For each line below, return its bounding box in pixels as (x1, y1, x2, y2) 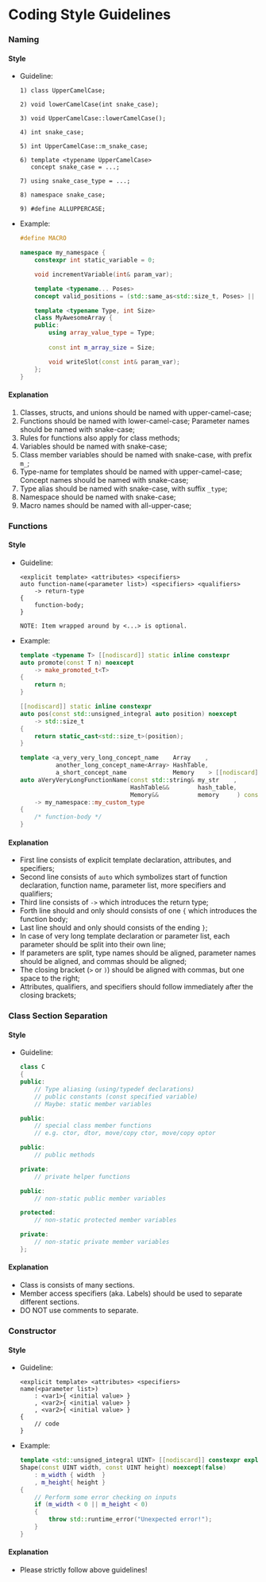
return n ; (34, 681, 67, 689)
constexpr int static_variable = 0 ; (34, 256, 156, 264)
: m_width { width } (34, 1471, 106, 1479)
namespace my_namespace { (19, 249, 106, 257)
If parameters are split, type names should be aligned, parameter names (19, 948, 256, 958)
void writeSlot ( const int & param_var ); (48, 358, 181, 366)
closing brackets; (19, 990, 77, 1000)
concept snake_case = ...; (30, 163, 121, 172)
